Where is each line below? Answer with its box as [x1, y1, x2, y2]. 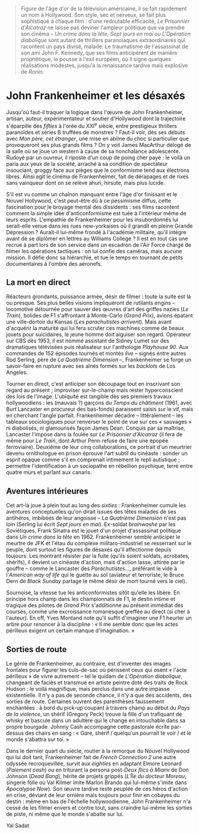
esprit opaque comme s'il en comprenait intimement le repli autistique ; [6, 456, 180, 463]
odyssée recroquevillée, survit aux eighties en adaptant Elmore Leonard [6, 760, 182, 767]
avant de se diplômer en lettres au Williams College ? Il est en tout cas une [6, 235, 188, 242]
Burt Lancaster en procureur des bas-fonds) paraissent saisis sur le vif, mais [6, 405, 194, 413]
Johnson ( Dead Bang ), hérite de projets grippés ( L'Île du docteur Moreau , [6, 773, 187, 780]
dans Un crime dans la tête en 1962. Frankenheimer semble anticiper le [6, 533, 181, 540]
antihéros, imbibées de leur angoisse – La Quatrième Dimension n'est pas [6, 514, 187, 522]
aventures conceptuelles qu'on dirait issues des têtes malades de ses [6, 508, 176, 515]
